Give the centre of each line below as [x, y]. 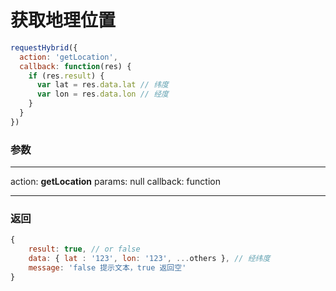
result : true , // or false [84, 249]
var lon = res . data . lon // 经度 [102, 94]
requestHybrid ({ [44, 47]
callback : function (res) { [75, 66]
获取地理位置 [63, 20]
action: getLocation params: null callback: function [115, 182]
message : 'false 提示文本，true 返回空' [107, 268]
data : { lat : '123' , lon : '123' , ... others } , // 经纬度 [149, 259]
